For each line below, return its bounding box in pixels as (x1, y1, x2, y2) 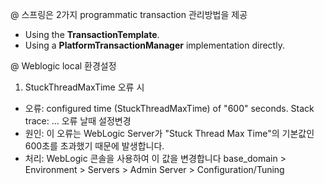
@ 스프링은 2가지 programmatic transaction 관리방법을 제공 (10, 9, 248, 20)
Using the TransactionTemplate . (24, 29, 160, 40)
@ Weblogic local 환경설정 (10, 60, 117, 72)
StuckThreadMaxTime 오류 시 (24, 81, 145, 93)
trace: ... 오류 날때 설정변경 (24, 115, 132, 127)
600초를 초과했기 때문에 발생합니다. (24, 140, 165, 152)
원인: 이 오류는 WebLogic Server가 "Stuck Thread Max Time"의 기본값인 (24, 128, 315, 139)
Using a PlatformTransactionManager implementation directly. (24, 39, 285, 51)
